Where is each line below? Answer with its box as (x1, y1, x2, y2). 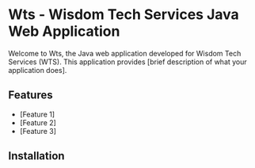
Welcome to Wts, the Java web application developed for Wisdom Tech (8, 48, 242, 58)
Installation (8, 149, 65, 163)
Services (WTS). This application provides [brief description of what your (8, 57, 247, 67)
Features (8, 89, 53, 102)
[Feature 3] (19, 126, 57, 136)
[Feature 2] (19, 117, 57, 128)
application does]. (8, 65, 67, 74)
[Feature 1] (19, 109, 55, 119)
